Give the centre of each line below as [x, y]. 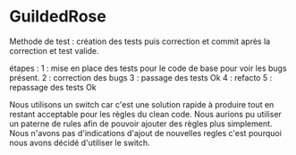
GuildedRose [58, 17]
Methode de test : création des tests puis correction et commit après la [140, 41]
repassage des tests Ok [53, 87]
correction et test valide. [55, 50]
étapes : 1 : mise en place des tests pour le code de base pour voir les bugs [148, 68]
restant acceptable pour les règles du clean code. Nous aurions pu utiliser [145, 114]
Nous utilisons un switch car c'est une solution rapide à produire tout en [142, 104]
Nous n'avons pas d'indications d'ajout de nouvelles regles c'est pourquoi [145, 133]
